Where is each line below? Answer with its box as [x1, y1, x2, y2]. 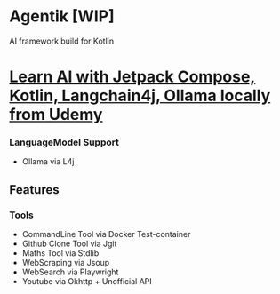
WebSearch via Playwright [21, 266, 119, 277]
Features [9, 182, 60, 197]
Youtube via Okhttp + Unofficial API [21, 276, 153, 287]
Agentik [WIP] [9, 6, 115, 27]
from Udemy [9, 105, 103, 125]
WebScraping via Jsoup [21, 258, 110, 268]
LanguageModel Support [9, 136, 120, 148]
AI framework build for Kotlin [9, 36, 114, 46]
